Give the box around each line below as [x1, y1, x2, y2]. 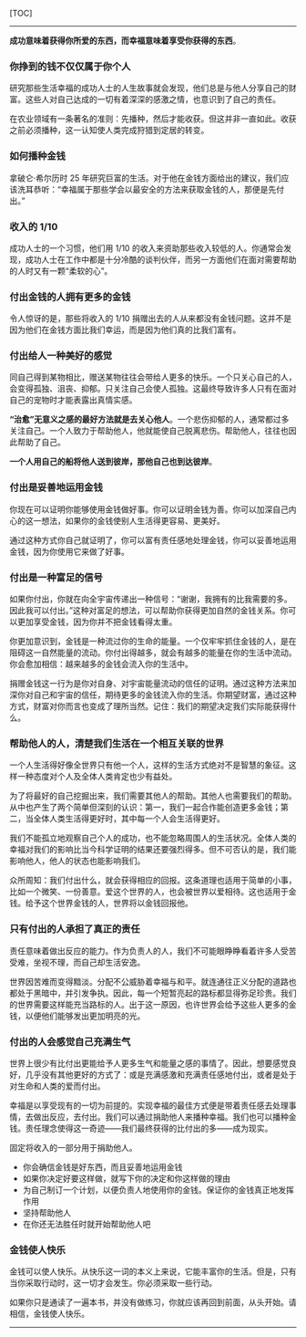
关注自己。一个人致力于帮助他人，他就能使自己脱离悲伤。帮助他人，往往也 [9, 425, 289, 436]
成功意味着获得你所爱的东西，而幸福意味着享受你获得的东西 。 [9, 36, 241, 46]
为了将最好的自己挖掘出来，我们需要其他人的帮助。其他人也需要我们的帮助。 [9, 790, 297, 801]
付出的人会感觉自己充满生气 [9, 1035, 131, 1048]
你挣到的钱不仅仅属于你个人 [9, 59, 131, 72]
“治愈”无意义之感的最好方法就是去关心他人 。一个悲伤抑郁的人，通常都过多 [9, 414, 290, 425]
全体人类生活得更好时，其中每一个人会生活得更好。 [33, 813, 225, 824]
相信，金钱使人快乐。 [9, 1309, 89, 1320]
